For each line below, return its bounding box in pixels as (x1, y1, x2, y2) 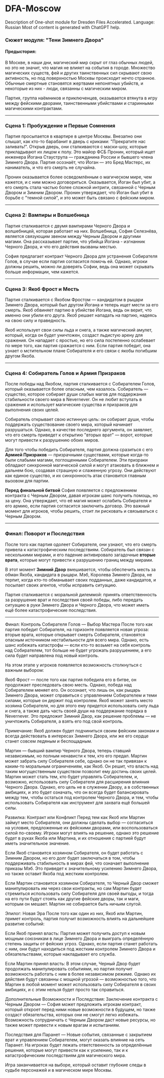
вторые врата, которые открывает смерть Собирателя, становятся (5, 632, 145, 637)
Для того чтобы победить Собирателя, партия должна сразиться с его (5, 446, 153, 453)
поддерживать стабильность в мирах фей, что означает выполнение (5, 860, 149, 866)
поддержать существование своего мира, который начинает (5, 422, 133, 427)
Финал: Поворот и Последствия (5, 530, 85, 537)
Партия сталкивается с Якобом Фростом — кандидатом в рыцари (5, 297, 143, 303)
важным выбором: (5, 667, 44, 673)
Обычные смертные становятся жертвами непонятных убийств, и (5, 80, 143, 86)
